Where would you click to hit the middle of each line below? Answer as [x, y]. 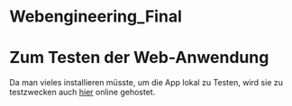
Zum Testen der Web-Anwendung [139, 58]
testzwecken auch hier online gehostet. [82, 93]
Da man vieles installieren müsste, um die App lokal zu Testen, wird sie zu [146, 83]
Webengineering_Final [96, 17]
